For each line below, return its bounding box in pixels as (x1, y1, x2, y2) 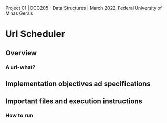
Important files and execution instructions (5, 97, 142, 106)
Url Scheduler (5, 28, 66, 40)
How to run (5, 112, 33, 119)
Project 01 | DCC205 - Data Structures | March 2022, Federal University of (5, 5, 162, 11)
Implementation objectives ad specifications (5, 79, 151, 88)
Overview (5, 48, 37, 57)
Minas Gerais (5, 10, 33, 16)
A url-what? (5, 64, 36, 71)
